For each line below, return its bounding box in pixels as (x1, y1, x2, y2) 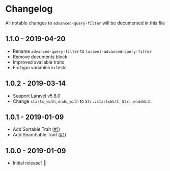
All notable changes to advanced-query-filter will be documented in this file (5, 20, 165, 26)
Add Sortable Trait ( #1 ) (12, 126, 61, 132)
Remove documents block (12, 53, 68, 60)
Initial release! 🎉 (12, 160, 46, 166)
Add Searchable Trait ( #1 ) (12, 132, 66, 138)
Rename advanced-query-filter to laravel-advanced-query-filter (12, 48, 152, 54)
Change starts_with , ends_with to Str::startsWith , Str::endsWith (12, 98, 152, 104)
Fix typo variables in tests (12, 64, 67, 70)
